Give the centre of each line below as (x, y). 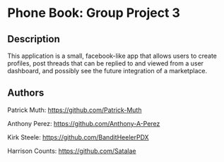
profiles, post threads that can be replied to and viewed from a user (105, 63)
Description (34, 39)
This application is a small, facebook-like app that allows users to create (112, 56)
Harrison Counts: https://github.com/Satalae (72, 151)
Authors (26, 93)
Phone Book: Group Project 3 (94, 13)
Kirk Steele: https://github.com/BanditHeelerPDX (78, 137)
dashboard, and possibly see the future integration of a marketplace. (107, 71)
